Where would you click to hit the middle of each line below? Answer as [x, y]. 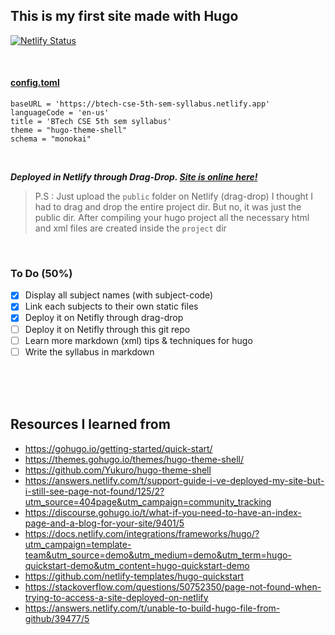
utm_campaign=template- [78, 544]
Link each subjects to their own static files [111, 306]
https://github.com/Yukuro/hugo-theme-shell [118, 470]
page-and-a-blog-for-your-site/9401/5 [104, 523]
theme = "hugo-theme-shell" [69, 130]
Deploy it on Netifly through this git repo [107, 329]
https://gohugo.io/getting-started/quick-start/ [118, 448]
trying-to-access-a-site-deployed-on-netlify [116, 597]
